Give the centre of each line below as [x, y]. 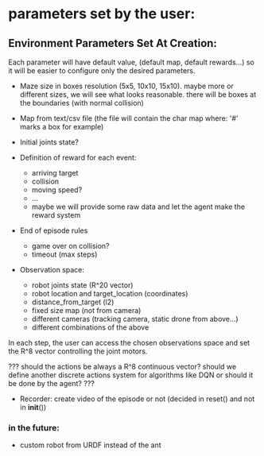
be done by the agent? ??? [52, 383]
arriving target [55, 173]
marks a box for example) [62, 127]
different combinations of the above [90, 327]
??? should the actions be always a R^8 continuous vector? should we [122, 367]
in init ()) [33, 407]
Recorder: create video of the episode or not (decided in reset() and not [137, 399]
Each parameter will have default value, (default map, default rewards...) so [131, 62]
